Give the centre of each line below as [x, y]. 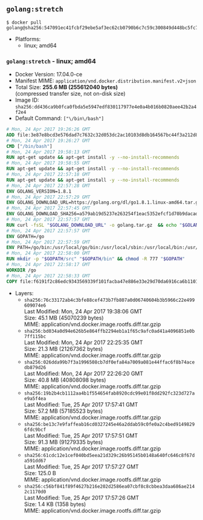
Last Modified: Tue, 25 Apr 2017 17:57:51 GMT [81, 435]
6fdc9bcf [35, 430]
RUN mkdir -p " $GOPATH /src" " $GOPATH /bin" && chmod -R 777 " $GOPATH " [96, 259]
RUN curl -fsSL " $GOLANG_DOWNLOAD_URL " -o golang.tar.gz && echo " [94, 225]
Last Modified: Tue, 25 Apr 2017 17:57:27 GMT [81, 467]
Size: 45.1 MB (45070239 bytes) [64, 318]
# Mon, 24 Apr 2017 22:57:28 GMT [48, 185]
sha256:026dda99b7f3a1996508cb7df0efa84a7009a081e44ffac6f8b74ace [109, 362]
